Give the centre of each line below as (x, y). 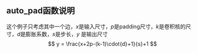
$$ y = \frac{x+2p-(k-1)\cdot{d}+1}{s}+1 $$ (102, 43)
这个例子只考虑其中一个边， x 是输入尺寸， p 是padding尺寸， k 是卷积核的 (96, 26)
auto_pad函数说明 (41, 11)
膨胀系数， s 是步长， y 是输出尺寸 (66, 34)
